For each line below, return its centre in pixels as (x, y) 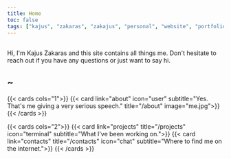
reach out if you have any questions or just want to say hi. (89, 61)
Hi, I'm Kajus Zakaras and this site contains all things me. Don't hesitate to (112, 53)
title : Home (24, 13)
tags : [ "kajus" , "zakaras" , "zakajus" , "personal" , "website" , (100, 26)
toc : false (23, 20)
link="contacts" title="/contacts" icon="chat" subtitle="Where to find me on (114, 141)
